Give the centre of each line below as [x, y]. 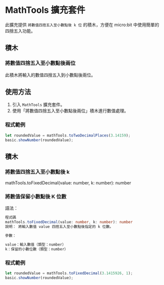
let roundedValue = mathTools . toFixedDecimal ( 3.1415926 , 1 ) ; [69, 273]
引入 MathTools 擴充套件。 [39, 105]
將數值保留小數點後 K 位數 [36, 197]
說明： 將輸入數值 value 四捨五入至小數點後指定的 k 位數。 [59, 227]
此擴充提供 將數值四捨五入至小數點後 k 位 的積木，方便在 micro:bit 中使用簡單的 [82, 25]
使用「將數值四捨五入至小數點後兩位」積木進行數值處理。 [70, 111]
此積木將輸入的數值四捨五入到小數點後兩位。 [50, 75]
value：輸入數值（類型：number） [36, 245]
